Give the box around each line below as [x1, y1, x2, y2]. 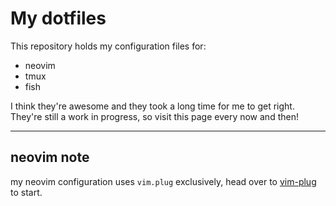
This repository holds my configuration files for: [10, 40, 207, 52]
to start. [10, 186, 43, 198]
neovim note [10, 149, 90, 166]
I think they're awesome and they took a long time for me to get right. [10, 100, 295, 112]
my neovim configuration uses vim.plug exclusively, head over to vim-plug [10, 175, 317, 187]
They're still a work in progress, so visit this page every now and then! [10, 110, 299, 122]
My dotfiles [10, 7, 107, 30]
